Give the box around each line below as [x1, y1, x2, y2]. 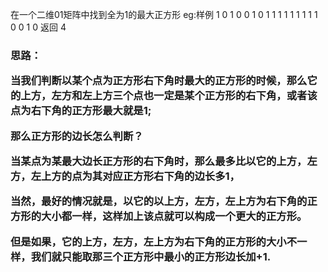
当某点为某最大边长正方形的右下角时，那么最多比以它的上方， [10, 154, 308, 168]
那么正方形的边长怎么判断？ [10, 129, 144, 143]
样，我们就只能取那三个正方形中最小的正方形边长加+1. [10, 249, 272, 263]
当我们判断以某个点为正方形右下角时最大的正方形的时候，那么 [10, 74, 308, 88]
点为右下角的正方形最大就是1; [10, 104, 152, 118]
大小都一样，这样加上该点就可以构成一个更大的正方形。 [41, 209, 308, 223]
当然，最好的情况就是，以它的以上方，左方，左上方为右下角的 [10, 194, 308, 208]
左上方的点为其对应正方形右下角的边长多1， [30, 169, 240, 183]
